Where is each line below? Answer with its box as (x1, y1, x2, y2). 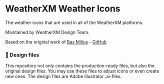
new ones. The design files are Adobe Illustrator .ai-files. (5, 73, 122, 79)
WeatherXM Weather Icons (5, 3, 121, 14)
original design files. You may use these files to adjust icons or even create (5, 68, 159, 74)
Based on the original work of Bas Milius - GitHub (5, 38, 107, 45)
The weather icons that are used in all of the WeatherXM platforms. (5, 19, 143, 25)
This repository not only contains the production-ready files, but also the (5, 63, 155, 69)
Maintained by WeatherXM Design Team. (5, 29, 90, 35)
